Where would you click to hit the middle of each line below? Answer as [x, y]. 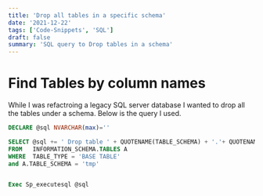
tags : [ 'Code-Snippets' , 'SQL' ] [61, 30]
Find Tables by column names [107, 83]
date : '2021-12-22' [40, 23]
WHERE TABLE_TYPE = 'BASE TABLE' [65, 156]
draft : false [29, 37]
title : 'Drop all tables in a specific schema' [87, 15]
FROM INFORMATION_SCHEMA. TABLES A [68, 149]
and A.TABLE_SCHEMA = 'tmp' [54, 164]
